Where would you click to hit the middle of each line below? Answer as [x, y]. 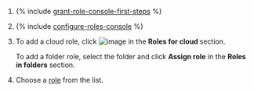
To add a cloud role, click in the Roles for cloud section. [120, 41]
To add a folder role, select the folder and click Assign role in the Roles [131, 57]
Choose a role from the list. [59, 80]
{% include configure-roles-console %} [79, 26]
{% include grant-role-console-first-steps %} [89, 11]
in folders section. [45, 65]
